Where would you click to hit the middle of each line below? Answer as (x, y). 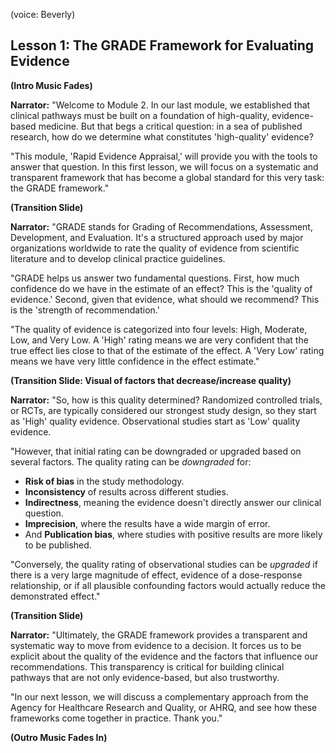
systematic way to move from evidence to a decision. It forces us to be (156, 645)
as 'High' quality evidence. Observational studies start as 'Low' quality (155, 421)
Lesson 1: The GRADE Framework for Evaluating (162, 45)
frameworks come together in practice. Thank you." (116, 718)
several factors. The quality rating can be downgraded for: (131, 461)
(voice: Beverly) (43, 14)
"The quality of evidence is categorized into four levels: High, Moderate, (159, 329)
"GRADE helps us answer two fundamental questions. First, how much (155, 278)
